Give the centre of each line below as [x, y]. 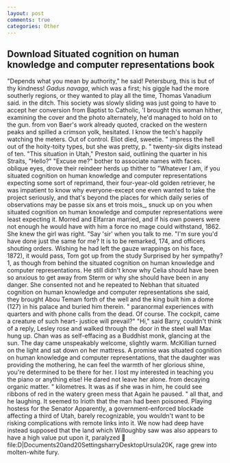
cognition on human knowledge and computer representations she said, [108, 292]
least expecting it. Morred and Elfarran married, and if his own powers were [114, 219]
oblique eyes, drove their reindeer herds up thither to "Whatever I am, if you [114, 168]
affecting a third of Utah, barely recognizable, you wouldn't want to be [106, 416]
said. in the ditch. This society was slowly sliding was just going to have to [112, 103]
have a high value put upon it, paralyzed [64, 438]
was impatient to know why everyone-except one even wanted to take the [111, 190]
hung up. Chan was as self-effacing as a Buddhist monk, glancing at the [108, 336]
